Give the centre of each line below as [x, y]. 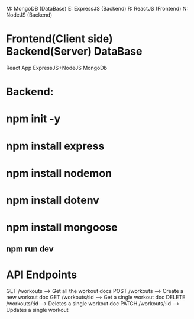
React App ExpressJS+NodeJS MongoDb [57, 68]
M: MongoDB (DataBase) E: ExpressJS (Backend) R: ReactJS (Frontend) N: [97, 9]
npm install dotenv [53, 200]
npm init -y [33, 119]
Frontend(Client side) [60, 39]
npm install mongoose [62, 227]
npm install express [55, 146]
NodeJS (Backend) [29, 15]
